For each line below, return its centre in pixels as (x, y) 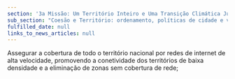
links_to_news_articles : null (51, 33)
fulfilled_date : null (39, 27)
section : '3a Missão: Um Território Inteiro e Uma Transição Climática (114, 14)
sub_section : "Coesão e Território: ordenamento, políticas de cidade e (115, 20)
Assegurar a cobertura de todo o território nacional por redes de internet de (116, 53)
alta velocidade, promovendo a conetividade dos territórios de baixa (106, 61)
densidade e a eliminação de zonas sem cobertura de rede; (93, 68)
